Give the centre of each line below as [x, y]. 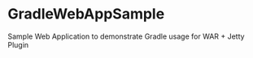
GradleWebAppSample [86, 14]
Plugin [18, 44]
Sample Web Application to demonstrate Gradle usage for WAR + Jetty [126, 36]
